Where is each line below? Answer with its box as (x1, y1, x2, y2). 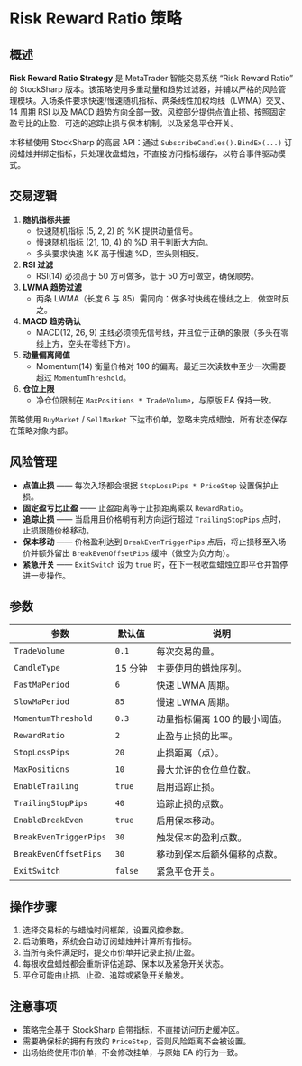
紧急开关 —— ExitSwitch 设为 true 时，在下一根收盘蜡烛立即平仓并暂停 (22, 559, 288, 570)
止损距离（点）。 (156, 746, 224, 759)
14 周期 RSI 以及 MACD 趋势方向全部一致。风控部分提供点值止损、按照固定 (9, 107, 287, 117)
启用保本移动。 (156, 814, 220, 827)
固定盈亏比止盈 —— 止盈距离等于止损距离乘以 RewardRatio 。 (22, 502, 248, 513)
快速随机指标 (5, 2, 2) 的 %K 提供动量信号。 (35, 225, 198, 236)
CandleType (14, 663, 60, 673)
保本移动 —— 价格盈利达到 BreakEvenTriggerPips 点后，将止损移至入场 (22, 536, 287, 547)
